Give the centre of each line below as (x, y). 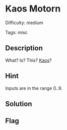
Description (24, 48)
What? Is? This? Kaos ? (28, 60)
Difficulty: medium (24, 23)
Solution (19, 104)
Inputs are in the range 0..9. (34, 88)
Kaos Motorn (33, 9)
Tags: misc (16, 32)
